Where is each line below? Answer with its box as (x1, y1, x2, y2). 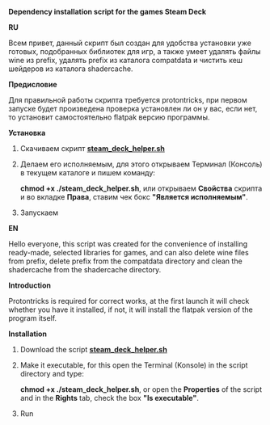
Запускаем (19, 208, 59, 217)
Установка (8, 128, 46, 137)
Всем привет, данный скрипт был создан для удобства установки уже (8, 38, 252, 48)
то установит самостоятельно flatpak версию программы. (8, 112, 210, 122)
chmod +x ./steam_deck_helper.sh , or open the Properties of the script (19, 385, 263, 394)
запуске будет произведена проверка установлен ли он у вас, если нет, (8, 104, 258, 113)
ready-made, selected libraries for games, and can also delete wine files (8, 248, 249, 257)
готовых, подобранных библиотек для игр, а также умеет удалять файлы (8, 47, 261, 56)
